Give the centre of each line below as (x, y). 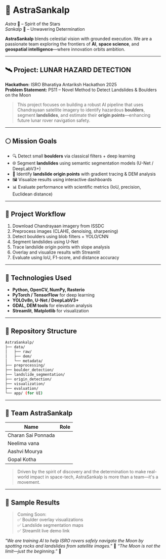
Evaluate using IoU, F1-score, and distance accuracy (66, 257)
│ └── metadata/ (24, 361)
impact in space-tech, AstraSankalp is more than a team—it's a (94, 477)
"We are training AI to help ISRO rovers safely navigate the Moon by (74, 541)
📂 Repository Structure (41, 331)
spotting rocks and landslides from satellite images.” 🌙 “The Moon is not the (83, 546)
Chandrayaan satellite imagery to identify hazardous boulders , (81, 110)
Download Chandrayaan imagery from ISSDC (58, 226)
